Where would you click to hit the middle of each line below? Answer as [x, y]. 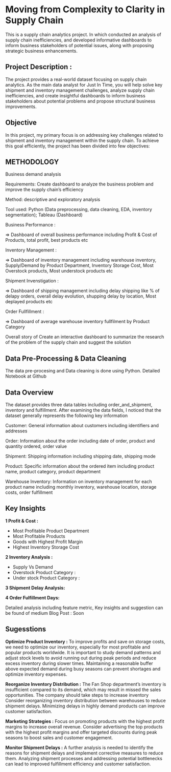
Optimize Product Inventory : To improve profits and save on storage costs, [85, 641]
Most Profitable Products [39, 536]
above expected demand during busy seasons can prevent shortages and [83, 669]
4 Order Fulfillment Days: [32, 597]
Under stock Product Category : [46, 578]
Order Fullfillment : [25, 311]
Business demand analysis [33, 174]
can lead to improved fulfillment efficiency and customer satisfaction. [78, 764]
